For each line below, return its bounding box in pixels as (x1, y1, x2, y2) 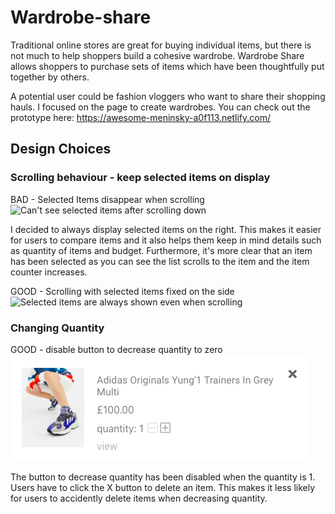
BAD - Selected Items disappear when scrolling (10, 193, 205, 205)
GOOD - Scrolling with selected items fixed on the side (10, 285, 235, 297)
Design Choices (10, 141, 112, 158)
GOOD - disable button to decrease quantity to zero (10, 343, 223, 355)
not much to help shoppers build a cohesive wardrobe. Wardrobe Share (10, 49, 305, 61)
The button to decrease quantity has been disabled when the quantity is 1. (10, 471, 316, 483)
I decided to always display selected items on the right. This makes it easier (10, 223, 322, 235)
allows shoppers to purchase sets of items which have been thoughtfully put (10, 60, 325, 72)
